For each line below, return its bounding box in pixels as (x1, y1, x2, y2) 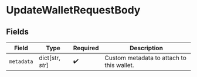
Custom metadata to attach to (104, 54, 186, 62)
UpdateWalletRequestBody (6, 3, 141, 17)
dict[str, (39, 54, 60, 62)
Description (130, 44, 163, 52)
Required (73, 44, 99, 52)
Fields (6, 27, 29, 37)
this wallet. (104, 61, 134, 69)
